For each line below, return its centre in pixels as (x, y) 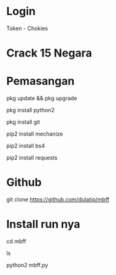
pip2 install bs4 (26, 146)
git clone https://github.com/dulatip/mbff (58, 199)
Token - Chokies (27, 28)
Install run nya (44, 224)
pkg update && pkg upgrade (42, 98)
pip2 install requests (32, 158)
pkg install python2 (31, 110)
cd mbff (16, 241)
